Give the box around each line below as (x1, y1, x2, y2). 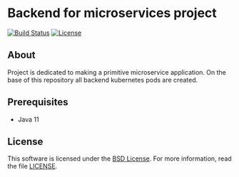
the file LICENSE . (7, 162, 58, 171)
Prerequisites (7, 96, 68, 108)
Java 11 (17, 115, 39, 124)
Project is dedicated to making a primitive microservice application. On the (7, 68, 227, 76)
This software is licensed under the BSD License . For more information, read (7, 154, 232, 163)
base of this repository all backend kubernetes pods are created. (7, 75, 198, 84)
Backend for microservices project (7, 5, 218, 21)
